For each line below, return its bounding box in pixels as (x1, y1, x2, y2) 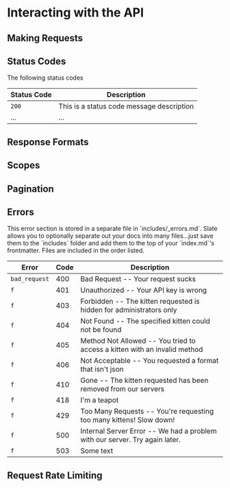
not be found (80, 325, 122, 335)
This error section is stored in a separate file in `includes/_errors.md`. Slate (7, 225, 218, 233)
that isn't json (80, 364, 124, 374)
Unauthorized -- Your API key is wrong (80, 285, 207, 295)
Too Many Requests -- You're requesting (80, 407, 214, 417)
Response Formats (7, 136, 89, 148)
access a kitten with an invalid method (80, 345, 203, 355)
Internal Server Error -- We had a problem (80, 426, 217, 436)
